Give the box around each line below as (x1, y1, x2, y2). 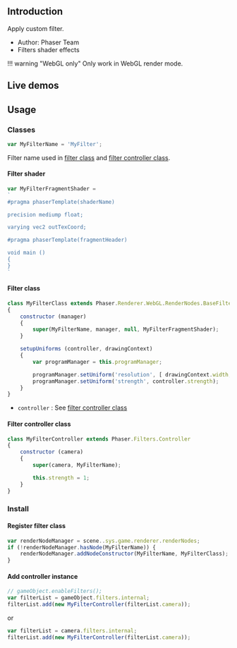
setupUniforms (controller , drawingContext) (20, 346, 153, 353)
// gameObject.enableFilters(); (7, 588, 102, 595)
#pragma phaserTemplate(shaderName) (7, 198, 115, 205)
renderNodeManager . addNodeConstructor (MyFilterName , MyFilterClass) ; (20, 550, 229, 558)
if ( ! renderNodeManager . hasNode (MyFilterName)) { (7, 544, 157, 551)
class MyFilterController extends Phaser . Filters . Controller (7, 435, 191, 443)
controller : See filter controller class (17, 403, 128, 412)
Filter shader (7, 169, 46, 178)
